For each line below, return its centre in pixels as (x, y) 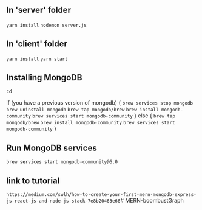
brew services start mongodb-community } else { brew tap (104, 116)
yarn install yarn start (37, 59)
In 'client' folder (37, 44)
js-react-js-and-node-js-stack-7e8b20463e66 (63, 201)
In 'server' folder (39, 10)
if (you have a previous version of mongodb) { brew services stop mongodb (99, 103)
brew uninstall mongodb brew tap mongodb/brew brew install (82, 110)
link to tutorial (33, 180)
